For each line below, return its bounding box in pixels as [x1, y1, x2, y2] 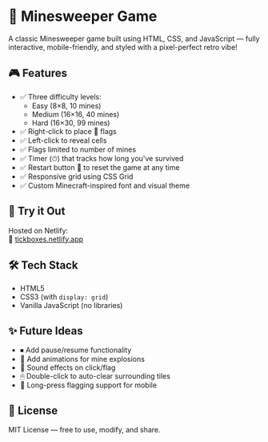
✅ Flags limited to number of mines [19, 144, 137, 154]
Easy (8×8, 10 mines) [31, 100, 102, 111]
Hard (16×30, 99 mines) [31, 118, 110, 128]
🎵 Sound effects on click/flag [19, 363, 116, 372]
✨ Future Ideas [8, 324, 84, 338]
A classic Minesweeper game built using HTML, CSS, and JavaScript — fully [8, 34, 260, 43]
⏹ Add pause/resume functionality [19, 345, 132, 355]
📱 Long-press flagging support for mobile [19, 380, 158, 390]
